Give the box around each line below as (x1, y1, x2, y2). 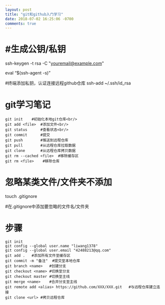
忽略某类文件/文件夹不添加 (5, 177, 112, 188)
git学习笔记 (5, 99, 51, 111)
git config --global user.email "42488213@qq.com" (5, 248, 111, 253)
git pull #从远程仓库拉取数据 (5, 143, 76, 148)
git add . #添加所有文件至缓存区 (5, 253, 70, 258)
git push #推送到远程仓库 (5, 138, 68, 143)
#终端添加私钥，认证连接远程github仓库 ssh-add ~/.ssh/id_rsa (5, 80, 132, 86)
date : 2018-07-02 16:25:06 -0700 (5, 16, 74, 21)
